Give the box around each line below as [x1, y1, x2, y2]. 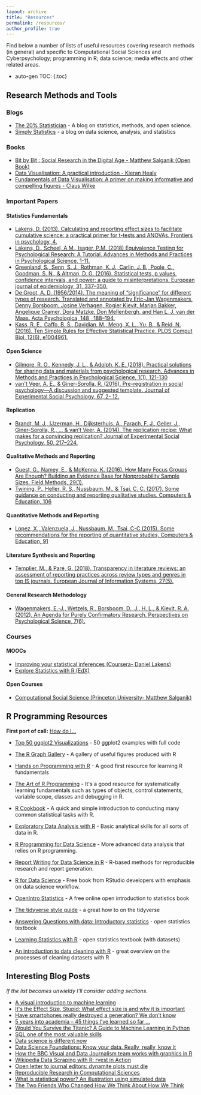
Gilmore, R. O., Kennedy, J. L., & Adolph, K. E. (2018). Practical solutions [14, 361, 192, 368]
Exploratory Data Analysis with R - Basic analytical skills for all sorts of [14, 823, 188, 830]
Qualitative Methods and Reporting [6, 452, 96, 460]
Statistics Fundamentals [6, 212, 68, 219]
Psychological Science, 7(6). [14, 617, 86, 625]
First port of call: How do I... [6, 727, 77, 734]
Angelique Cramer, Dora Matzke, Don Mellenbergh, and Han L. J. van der [14, 308, 195, 316]
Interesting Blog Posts [6, 971, 91, 982]
